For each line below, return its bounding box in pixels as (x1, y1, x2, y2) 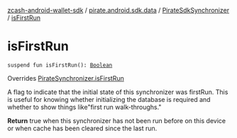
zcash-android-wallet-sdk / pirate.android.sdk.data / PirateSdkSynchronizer (7, 6, 229, 14)
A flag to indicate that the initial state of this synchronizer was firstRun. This (7, 88, 228, 96)
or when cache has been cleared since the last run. (7, 124, 158, 132)
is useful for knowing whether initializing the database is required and (7, 95, 211, 103)
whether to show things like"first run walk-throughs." (7, 103, 162, 111)
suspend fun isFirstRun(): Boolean (7, 62, 113, 69)
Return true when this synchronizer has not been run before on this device (7, 116, 226, 125)
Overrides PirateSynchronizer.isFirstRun (7, 74, 124, 82)
